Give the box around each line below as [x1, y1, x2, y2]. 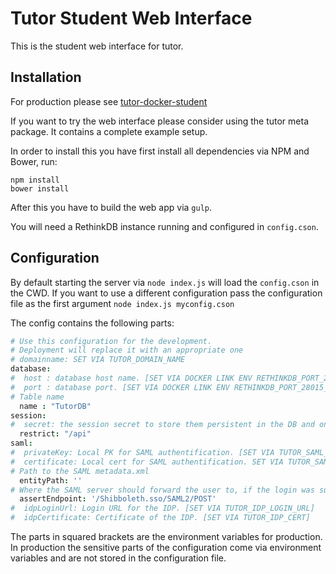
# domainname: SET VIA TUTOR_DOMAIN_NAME [10, 355, 186, 365]
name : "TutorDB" [19, 401, 92, 411]
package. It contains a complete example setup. [10, 125, 208, 137]
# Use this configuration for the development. [10, 336, 213, 346]
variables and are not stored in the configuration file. [10, 552, 227, 564]
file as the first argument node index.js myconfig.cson [10, 297, 235, 309]
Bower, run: [10, 155, 58, 167]
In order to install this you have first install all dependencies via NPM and [10, 145, 310, 157]
